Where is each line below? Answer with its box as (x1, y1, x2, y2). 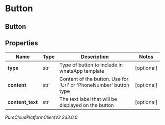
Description (81, 53, 109, 60)
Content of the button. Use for (59, 76, 129, 83)
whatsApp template (59, 68, 105, 75)
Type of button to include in (59, 62, 123, 68)
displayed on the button (59, 102, 114, 109)
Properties (5, 39, 38, 47)
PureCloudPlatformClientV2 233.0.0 (5, 114, 78, 120)
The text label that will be (59, 96, 117, 103)
